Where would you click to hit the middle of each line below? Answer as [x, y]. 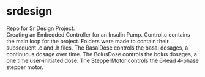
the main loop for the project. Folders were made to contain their [88, 41]
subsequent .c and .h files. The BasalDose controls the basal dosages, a [97, 48]
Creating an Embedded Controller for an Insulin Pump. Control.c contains [99, 34]
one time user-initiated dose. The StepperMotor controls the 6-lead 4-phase [102, 61]
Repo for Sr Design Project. [41, 28]
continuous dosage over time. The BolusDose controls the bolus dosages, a [102, 54]
